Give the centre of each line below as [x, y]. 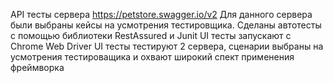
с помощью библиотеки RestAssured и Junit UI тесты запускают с [151, 35]
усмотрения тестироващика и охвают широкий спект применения [152, 57]
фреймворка [37, 67]
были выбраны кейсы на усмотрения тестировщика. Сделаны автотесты [166, 25]
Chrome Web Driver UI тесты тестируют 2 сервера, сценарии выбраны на [167, 46]
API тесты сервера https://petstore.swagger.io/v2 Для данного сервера [161, 14]
